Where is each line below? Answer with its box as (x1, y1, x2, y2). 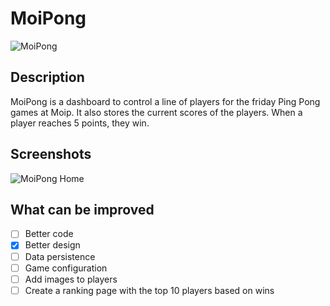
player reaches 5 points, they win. (10, 117, 150, 129)
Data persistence (24, 250, 96, 262)
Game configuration (24, 262, 108, 274)
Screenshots (10, 146, 92, 163)
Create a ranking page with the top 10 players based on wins (24, 284, 275, 296)
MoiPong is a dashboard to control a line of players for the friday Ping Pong (10, 95, 321, 107)
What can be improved (10, 201, 155, 218)
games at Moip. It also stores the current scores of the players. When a (10, 106, 303, 118)
